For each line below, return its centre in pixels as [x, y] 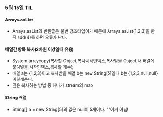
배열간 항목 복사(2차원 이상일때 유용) [39, 49]
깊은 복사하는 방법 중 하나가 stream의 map [53, 85]
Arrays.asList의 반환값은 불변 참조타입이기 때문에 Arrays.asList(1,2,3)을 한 [83, 31]
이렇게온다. [23, 79]
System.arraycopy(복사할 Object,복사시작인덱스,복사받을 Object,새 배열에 [83, 61]
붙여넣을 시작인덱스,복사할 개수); [43, 67]
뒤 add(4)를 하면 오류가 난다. [39, 37]
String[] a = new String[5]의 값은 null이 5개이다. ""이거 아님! [70, 109]
